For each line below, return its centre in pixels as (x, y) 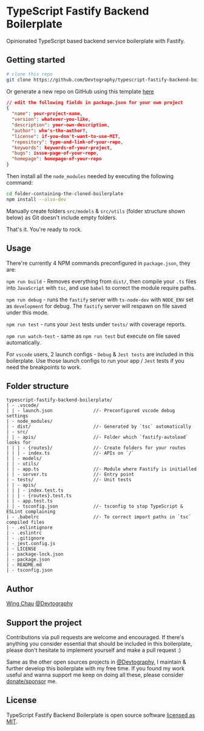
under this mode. (28, 312)
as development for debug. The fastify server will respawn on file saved (97, 306)
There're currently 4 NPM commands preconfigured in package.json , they (98, 263)
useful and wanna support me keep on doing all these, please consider (95, 675)
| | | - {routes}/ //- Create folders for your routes (96, 448)
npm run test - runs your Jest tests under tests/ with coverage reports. (96, 324)
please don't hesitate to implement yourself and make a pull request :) (94, 650)
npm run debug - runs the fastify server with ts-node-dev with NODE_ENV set (100, 300)
